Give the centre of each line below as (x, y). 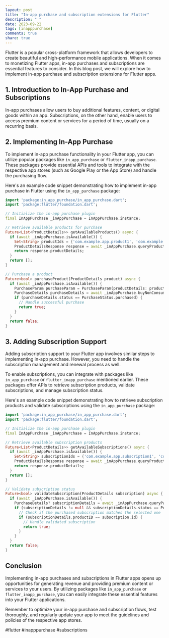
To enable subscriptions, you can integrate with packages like (69, 374)
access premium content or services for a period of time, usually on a (77, 120)
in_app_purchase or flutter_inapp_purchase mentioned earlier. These (77, 380)
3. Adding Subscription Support (56, 341)
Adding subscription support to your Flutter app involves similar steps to (80, 354)
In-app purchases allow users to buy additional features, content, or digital (82, 110)
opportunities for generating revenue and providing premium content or (79, 583)
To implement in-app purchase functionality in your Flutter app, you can (80, 154)
